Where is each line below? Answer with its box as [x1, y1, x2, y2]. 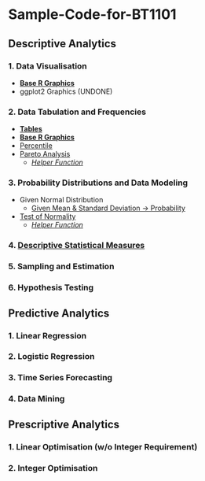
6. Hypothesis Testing [8, 282, 94, 293]
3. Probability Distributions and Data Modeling [8, 177, 189, 188]
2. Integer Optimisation [8, 462, 98, 473]
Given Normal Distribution [19, 195, 104, 205]
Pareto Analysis [19, 150, 71, 159]
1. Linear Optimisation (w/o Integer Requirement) [8, 441, 198, 452]
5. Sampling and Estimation [8, 261, 115, 272]
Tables [19, 124, 43, 134]
